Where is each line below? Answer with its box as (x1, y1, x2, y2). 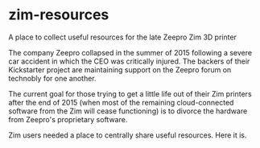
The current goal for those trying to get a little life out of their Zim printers (8, 88, 252, 98)
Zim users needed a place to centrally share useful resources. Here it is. (8, 130, 247, 140)
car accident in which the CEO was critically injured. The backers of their (8, 56, 250, 66)
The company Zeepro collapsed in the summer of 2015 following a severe (8, 47, 252, 57)
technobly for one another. (8, 73, 97, 83)
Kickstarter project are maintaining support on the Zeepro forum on (8, 64, 232, 74)
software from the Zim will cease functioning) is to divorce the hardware (8, 106, 248, 116)
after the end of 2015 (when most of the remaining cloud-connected (8, 97, 234, 107)
